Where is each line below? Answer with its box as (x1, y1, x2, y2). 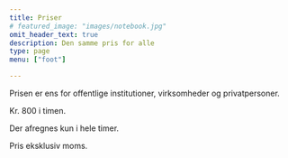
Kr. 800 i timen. (9, 106, 67, 116)
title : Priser (9, 13, 63, 23)
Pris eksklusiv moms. (9, 141, 88, 151)
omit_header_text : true (9, 30, 99, 39)
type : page (9, 47, 50, 56)
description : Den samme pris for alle (9, 38, 155, 48)
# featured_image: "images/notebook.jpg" (9, 22, 167, 31)
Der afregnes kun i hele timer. (9, 123, 120, 134)
